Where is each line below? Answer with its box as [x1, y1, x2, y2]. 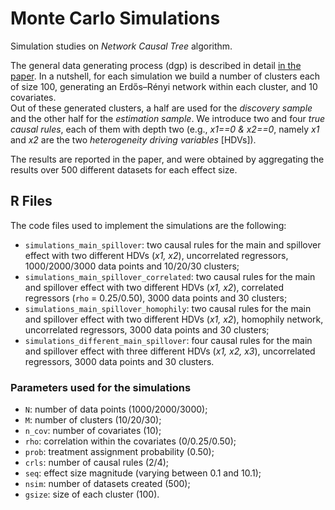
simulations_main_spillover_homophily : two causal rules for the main [24, 302, 312, 314]
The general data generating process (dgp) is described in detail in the [10, 59, 302, 71]
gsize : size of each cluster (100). [24, 488, 160, 501]
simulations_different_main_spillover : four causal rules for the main [24, 334, 313, 346]
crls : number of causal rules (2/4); [24, 457, 170, 469]
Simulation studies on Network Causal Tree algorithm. [10, 40, 233, 52]
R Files [10, 193, 53, 210]
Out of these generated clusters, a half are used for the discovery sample [10, 102, 313, 114]
